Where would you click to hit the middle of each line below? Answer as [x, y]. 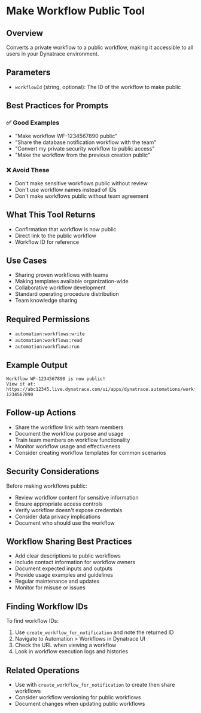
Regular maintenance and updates [57, 582]
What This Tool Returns [51, 215]
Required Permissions [48, 319]
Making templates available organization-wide [71, 281]
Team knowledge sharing [46, 301]
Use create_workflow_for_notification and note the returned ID [94, 632]
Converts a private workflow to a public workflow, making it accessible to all [100, 47]
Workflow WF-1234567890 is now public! [56, 379]
